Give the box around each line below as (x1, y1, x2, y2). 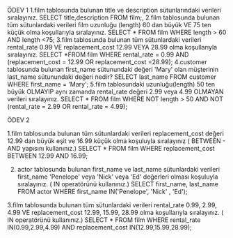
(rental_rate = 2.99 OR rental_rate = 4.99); (7, 103, 127, 110)
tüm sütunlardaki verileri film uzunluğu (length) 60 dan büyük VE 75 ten (7, 21, 211, 29)
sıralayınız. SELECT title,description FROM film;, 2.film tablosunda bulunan (7, 13, 220, 22)
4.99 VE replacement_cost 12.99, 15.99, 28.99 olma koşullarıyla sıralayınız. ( (7, 209, 224, 216)
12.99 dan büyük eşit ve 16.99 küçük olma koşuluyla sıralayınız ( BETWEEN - (7, 137, 226, 145)
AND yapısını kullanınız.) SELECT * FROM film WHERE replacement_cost (7, 144, 215, 152)
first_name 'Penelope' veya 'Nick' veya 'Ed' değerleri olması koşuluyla (17, 172, 218, 181)
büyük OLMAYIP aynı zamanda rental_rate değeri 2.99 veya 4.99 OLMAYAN (7, 87, 224, 96)
